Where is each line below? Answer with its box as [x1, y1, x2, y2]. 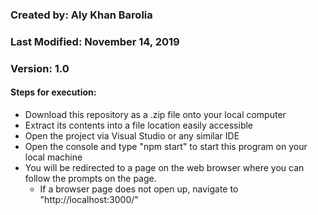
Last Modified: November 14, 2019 [10, 34, 180, 48]
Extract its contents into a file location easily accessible [24, 119, 254, 131]
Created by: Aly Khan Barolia [10, 8, 153, 22]
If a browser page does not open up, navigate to [39, 183, 239, 195]
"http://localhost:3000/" [39, 193, 139, 205]
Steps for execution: [10, 86, 97, 98]
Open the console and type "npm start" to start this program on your [24, 140, 308, 152]
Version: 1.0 [10, 61, 70, 75]
